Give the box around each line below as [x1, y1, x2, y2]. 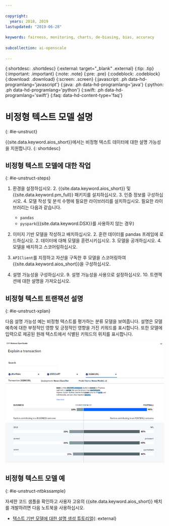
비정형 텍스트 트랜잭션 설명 [5, 294, 83, 303]
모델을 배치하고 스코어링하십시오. [12, 244, 78, 250]
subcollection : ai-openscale [5, 45, 67, 51]
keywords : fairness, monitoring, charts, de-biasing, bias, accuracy [5, 35, 155, 40]
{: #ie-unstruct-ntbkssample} [5, 488, 66, 494]
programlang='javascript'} [5, 81, 60, 87]
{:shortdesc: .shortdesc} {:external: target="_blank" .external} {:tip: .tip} [5, 65, 154, 71]
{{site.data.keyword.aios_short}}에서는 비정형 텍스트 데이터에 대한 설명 [5, 139, 148, 145]
